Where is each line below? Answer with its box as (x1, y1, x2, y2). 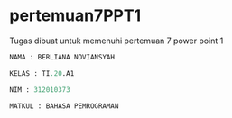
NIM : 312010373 (9, 85, 70, 95)
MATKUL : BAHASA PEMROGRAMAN (9, 101, 119, 111)
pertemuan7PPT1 (9, 5, 142, 26)
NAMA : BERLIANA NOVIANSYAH (9, 52, 116, 61)
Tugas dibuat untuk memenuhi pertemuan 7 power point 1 (9, 35, 224, 46)
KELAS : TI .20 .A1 (9, 68, 75, 77)
